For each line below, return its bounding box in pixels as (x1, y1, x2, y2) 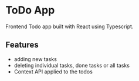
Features (5, 40, 39, 50)
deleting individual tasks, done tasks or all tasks (13, 62, 130, 69)
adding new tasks (13, 55, 57, 62)
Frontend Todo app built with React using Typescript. (5, 23, 134, 30)
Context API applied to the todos (13, 68, 93, 75)
